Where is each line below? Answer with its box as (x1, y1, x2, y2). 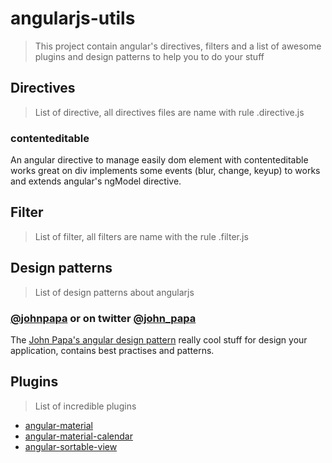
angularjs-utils (10, 7, 136, 30)
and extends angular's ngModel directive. (10, 175, 182, 187)
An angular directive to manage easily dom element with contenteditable (10, 154, 309, 166)
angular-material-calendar (24, 430, 133, 442)
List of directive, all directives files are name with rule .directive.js (34, 106, 305, 118)
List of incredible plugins (34, 400, 137, 412)
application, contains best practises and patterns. (10, 344, 215, 356)
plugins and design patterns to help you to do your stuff (34, 50, 265, 62)
